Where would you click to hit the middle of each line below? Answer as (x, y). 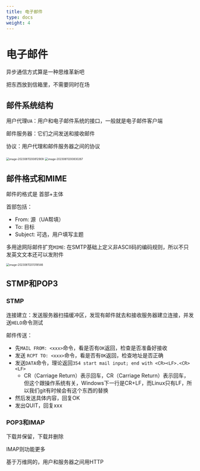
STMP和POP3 (32, 284)
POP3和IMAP (26, 422)
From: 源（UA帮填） (39, 219)
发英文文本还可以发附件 (35, 254)
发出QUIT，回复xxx (38, 405)
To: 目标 (25, 227)
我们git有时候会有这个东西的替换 (69, 390)
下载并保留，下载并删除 (35, 436)
